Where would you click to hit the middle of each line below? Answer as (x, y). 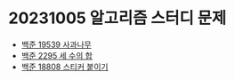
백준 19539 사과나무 (56, 44)
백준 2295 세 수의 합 (57, 55)
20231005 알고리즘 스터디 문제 (117, 18)
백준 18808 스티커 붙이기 (65, 67)
